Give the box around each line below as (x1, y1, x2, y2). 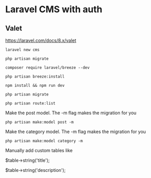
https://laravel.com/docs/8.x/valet (5, 37, 76, 43)
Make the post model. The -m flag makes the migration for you (5, 110, 137, 116)
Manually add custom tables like (5, 147, 73, 154)
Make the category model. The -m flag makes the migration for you (5, 129, 146, 135)
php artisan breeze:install (5, 74, 65, 79)
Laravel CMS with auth (5, 4, 103, 15)
